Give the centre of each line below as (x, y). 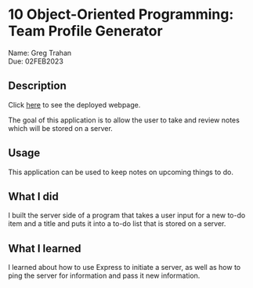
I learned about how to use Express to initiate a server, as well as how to (125, 268)
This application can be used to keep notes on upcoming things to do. (121, 172)
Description (37, 86)
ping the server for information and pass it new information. (104, 275)
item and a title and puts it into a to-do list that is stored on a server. (117, 224)
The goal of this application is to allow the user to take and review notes (124, 120)
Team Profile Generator (85, 31)
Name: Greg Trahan (40, 53)
